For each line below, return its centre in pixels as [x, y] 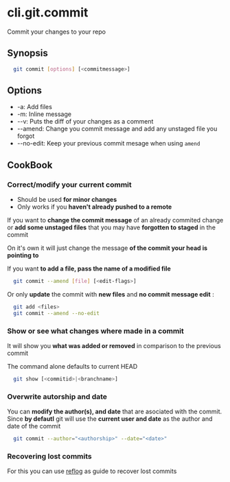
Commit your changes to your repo [57, 32]
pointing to [23, 255]
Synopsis [27, 53]
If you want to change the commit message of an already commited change [115, 220]
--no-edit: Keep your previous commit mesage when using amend [108, 144]
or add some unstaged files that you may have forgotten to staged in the [112, 227]
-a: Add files [35, 107]
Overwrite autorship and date [57, 396]
